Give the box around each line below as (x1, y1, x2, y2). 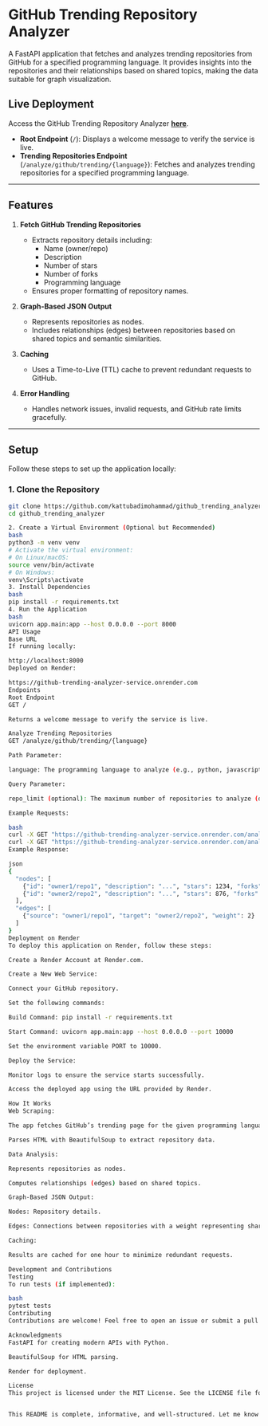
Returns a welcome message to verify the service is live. (8, 715, 209, 723)
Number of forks (43, 269, 98, 278)
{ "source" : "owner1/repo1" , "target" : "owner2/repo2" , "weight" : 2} (22, 912, 255, 920)
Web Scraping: (8, 1107, 56, 1115)
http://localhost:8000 (8, 657, 84, 665)
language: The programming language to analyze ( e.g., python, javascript (8, 766, 262, 774)
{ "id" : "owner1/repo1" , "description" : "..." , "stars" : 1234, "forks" (22, 882, 262, 890)
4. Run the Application (8, 606, 88, 614)
